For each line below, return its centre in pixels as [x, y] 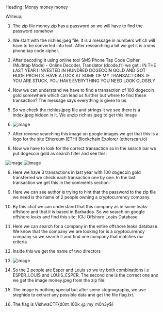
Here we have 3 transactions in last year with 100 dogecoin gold [77, 172]
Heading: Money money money [37, 7]
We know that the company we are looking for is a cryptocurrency [79, 231]
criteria [20, 242]
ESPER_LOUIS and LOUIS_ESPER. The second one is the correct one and [86, 275]
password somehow [33, 31]
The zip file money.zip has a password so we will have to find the [77, 26]
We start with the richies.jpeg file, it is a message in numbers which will [84, 40]
